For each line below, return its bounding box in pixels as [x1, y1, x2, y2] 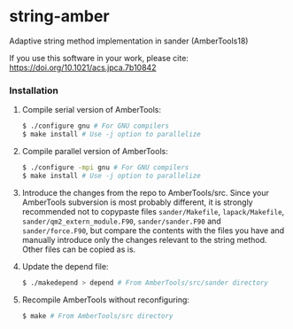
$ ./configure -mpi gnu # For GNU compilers [21, 162, 189, 172]
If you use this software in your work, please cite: [9, 52, 189, 63]
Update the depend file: [21, 261, 109, 271]
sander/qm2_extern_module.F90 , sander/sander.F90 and [21, 215, 221, 226]
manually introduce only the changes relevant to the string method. [21, 234, 267, 245]
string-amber [9, 6, 110, 27]
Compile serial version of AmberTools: [21, 105, 162, 115]
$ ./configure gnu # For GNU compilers [21, 121, 170, 130]
